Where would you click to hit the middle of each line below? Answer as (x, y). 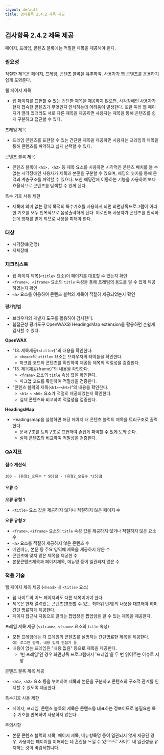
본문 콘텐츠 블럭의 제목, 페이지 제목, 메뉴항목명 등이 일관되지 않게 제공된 (81, 735)
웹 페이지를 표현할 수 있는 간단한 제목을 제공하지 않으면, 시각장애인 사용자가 (84, 101)
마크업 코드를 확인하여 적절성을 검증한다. (58, 381)
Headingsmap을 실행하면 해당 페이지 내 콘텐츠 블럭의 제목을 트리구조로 (80, 419)
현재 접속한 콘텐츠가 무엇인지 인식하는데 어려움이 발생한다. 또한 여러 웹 (79, 107)
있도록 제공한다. (42, 688)
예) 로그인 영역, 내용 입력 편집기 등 (45, 643)
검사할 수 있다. (26, 331)
